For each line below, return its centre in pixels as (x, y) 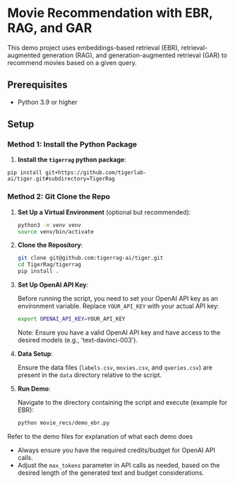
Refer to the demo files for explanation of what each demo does (100, 436)
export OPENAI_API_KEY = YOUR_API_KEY (71, 319)
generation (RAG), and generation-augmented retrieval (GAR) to (135, 55)
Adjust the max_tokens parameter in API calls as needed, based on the (119, 465)
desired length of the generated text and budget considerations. (111, 473)
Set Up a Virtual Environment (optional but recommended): (104, 212)
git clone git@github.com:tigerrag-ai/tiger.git (90, 258)
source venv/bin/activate (55, 231)
